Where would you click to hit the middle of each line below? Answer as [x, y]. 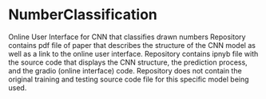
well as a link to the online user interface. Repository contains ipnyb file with [133, 53]
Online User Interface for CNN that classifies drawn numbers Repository [127, 37]
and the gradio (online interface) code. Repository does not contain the [125, 70]
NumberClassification [83, 15]
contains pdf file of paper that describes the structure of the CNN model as [132, 45]
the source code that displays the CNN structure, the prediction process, [128, 62]
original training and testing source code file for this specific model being [129, 79]
